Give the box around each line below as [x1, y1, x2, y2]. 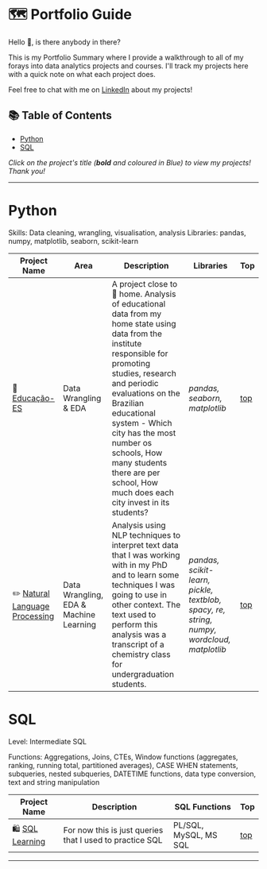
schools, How [111, 447, 163, 458]
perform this [111, 619, 158, 630]
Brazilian [111, 397, 145, 408]
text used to [111, 608, 157, 620]
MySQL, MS [173, 829, 218, 840]
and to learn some [111, 569, 180, 580]
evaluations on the [111, 388, 180, 399]
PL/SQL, [173, 819, 204, 830]
